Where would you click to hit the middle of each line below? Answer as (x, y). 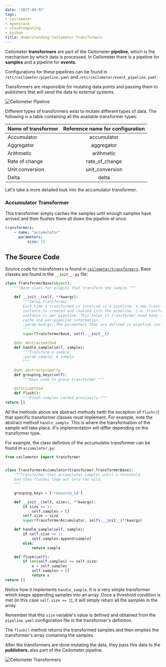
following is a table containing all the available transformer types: (71, 116)
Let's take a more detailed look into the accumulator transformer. (71, 190)
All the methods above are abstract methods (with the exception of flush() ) (82, 412)
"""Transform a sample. (47, 352)
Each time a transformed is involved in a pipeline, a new (85, 306)
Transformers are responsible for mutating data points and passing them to (82, 86)
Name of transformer (33, 129)
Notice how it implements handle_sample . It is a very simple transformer (78, 590)
